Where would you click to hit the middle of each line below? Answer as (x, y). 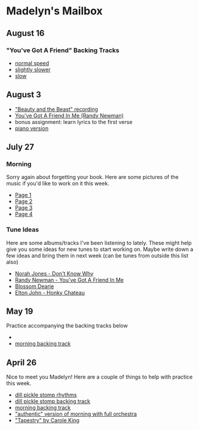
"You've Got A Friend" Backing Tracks (63, 50)
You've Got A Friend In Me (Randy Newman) (69, 116)
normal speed (32, 63)
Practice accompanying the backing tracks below (67, 326)
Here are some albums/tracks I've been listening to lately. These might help (99, 243)
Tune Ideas (23, 230)
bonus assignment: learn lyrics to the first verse (74, 122)
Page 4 (24, 214)
